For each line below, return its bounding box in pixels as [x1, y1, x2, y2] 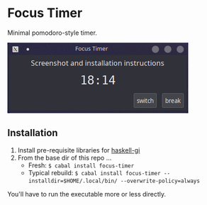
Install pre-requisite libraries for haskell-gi [17, 145, 140, 154]
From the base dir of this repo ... [17, 153, 112, 162]
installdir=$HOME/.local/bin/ [28, 177, 118, 184]
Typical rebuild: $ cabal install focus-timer [28, 168, 161, 177]
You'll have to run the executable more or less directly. [7, 189, 167, 198]
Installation [7, 127, 58, 139]
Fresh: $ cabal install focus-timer [28, 161, 135, 170]
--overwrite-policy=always [120, 177, 201, 184]
